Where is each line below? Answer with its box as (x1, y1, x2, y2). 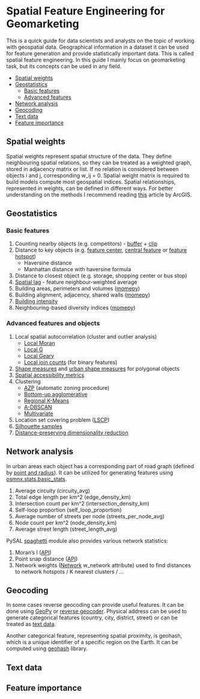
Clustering (14, 378, 41, 385)
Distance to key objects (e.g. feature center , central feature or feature (14, 246, 187, 254)
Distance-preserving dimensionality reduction (14, 429, 129, 436)
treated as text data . (6, 621, 56, 628)
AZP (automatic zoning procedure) (23, 384, 110, 391)
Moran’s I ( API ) (14, 548, 52, 556)
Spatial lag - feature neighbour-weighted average (14, 278, 138, 286)
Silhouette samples (14, 422, 62, 430)
